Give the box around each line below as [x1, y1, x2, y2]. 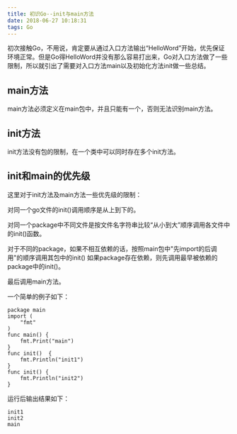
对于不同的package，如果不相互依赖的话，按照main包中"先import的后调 [7, 244, 217, 252]
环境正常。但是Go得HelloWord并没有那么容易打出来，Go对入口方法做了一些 [7, 52, 228, 61]
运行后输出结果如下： [7, 394, 69, 403]
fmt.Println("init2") [20, 374, 83, 382]
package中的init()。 [7, 262, 65, 270]
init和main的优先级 [7, 170, 91, 182]
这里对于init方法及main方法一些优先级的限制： [7, 190, 142, 199]
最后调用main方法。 [7, 277, 65, 286]
